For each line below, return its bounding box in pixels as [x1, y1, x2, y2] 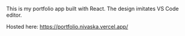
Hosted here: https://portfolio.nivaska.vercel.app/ [6, 23, 129, 30]
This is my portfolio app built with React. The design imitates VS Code [6, 5, 179, 12]
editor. [6, 11, 22, 19]
